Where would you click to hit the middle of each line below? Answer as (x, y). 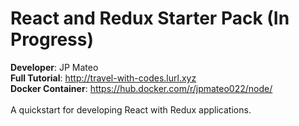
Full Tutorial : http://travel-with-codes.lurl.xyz (103, 78)
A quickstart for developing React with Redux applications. (131, 109)
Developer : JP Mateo (54, 67)
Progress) (52, 39)
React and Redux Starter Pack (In (150, 18)
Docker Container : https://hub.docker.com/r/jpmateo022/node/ (141, 88)
